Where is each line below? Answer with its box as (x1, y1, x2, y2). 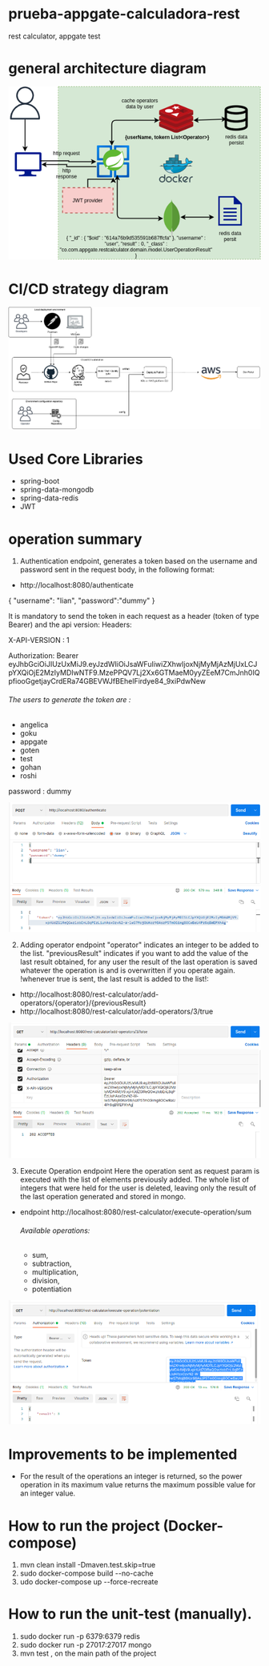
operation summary (8, 530, 143, 548)
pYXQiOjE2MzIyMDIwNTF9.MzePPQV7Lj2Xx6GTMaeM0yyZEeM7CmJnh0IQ (8, 668, 260, 677)
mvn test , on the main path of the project (19, 1648, 157, 1658)
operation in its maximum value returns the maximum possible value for (19, 1480, 256, 1490)
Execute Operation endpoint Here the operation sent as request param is (19, 1166, 260, 1175)
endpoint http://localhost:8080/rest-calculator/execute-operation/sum (19, 1206, 252, 1217)
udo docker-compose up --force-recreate (19, 1577, 159, 1587)
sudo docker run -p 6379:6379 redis (19, 1632, 140, 1641)
